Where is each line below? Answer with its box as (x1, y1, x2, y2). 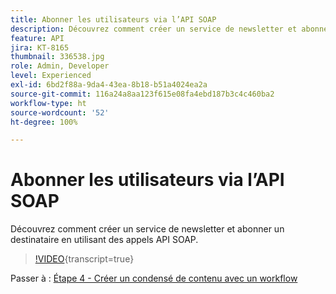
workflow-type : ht (10, 98, 87, 108)
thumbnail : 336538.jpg (10, 52, 105, 62)
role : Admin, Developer (10, 61, 110, 71)
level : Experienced (10, 71, 92, 81)
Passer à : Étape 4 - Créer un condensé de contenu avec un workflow (10, 272, 298, 285)
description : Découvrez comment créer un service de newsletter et (10, 24, 298, 34)
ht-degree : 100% (10, 117, 78, 127)
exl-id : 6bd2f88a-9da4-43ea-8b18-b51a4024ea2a (10, 80, 208, 90)
